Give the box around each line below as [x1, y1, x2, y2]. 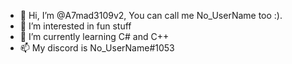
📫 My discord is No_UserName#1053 [19, 42, 175, 54]
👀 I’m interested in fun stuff [19, 20, 132, 32]
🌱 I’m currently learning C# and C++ [19, 31, 170, 42]
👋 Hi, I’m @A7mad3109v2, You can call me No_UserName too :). [19, 10, 283, 21]
